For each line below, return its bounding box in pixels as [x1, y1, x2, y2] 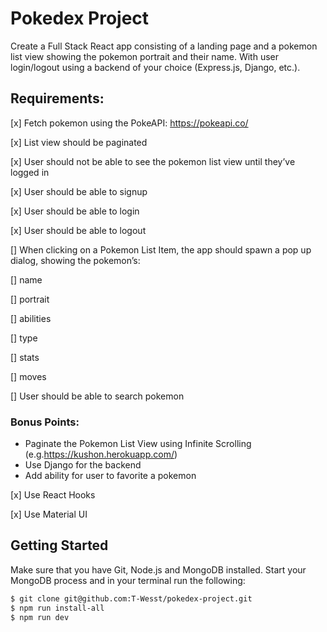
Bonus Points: [10, 415, 80, 429]
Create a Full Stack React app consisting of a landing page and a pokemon [10, 40, 318, 52]
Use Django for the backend [24, 459, 142, 471]
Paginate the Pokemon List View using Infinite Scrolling [24, 438, 252, 450]
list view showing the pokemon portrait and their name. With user [10, 50, 279, 62]
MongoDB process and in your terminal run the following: [10, 574, 246, 586]
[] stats [10, 351, 40, 363]
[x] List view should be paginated [10, 136, 148, 148]
